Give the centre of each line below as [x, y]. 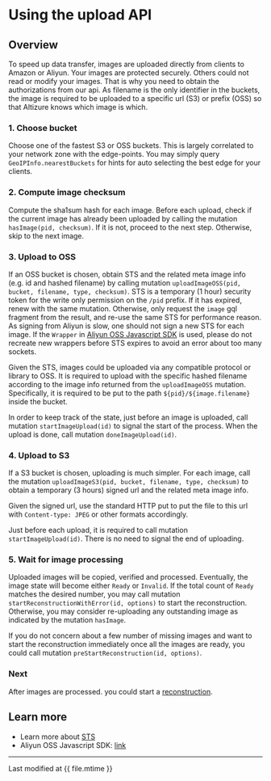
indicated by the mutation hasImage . [67, 620]
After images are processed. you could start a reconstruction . [110, 691]
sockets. [23, 351]
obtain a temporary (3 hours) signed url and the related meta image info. [128, 490]
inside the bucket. [38, 401]
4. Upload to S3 [39, 455]
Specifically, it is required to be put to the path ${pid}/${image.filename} [129, 393]
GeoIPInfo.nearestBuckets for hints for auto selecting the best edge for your [134, 163]
